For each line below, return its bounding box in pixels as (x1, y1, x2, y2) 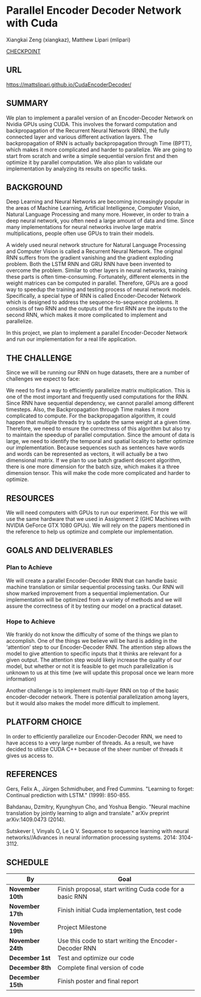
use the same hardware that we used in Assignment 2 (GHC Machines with (6, 516, 191, 522)
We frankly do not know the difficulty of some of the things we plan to (6, 630, 178, 638)
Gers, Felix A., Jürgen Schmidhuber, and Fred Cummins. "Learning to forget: (6, 785, 194, 792)
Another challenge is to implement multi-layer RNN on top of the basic (6, 687, 179, 694)
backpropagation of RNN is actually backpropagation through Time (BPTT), (6, 139, 192, 147)
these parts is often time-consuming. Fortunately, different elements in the (6, 273, 190, 280)
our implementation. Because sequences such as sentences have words (6, 444, 185, 452)
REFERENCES (6, 769, 58, 779)
